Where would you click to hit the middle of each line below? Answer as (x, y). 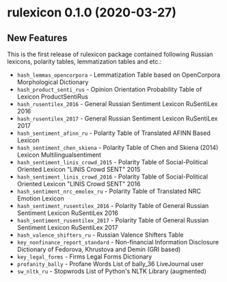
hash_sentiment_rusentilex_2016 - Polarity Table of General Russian (113, 206)
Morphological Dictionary (53, 82)
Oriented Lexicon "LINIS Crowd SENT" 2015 (79, 169)
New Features (37, 38)
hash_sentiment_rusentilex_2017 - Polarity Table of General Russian (113, 220)
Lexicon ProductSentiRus (53, 97)
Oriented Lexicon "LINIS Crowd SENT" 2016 (79, 184)
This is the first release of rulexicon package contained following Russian (110, 54)
